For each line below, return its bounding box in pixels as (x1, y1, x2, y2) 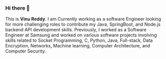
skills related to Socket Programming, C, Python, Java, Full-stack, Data (5, 37, 153, 43)
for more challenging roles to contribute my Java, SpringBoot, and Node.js (5, 21, 161, 27)
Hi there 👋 (5, 5, 30, 12)
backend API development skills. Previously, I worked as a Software (5, 27, 147, 33)
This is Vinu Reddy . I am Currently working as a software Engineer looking (5, 16, 161, 22)
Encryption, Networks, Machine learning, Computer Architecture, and (5, 43, 151, 49)
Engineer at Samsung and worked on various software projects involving (5, 32, 157, 38)
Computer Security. (5, 48, 46, 54)
